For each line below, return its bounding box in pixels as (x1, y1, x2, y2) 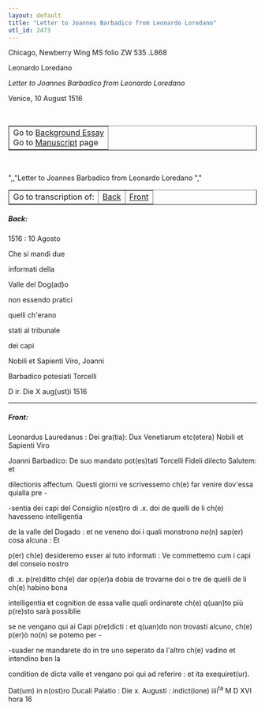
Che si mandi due (8, 250, 65, 259)
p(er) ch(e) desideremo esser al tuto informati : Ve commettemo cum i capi (8, 550, 251, 561)
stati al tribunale (8, 325, 61, 336)
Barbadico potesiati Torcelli (8, 372, 97, 381)
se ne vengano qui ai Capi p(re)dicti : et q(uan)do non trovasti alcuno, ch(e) (8, 622, 252, 632)
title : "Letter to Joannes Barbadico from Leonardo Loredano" (8, 19, 217, 27)
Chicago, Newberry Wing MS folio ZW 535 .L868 (8, 48, 167, 58)
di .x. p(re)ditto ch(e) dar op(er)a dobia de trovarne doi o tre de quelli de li (8, 574, 247, 584)
